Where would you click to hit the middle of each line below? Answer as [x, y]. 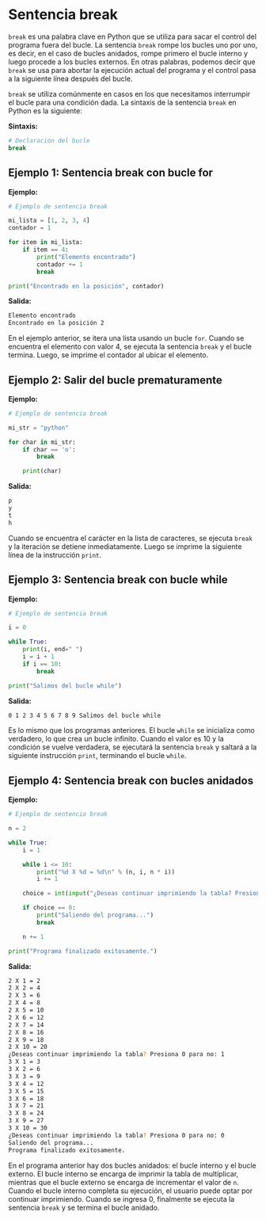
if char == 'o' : [49, 449]
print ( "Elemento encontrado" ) [86, 257]
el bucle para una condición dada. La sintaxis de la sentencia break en [122, 102]
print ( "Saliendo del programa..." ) [95, 915]
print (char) [42, 471]
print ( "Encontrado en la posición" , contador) [86, 286]
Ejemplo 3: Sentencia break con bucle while [118, 580]
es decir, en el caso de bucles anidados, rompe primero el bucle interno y [128, 53]
